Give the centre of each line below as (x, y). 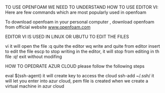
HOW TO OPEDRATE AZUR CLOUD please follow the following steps (75, 66)
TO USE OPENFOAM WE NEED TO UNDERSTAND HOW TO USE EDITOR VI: (82, 7)
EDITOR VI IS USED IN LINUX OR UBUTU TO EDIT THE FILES (67, 37)
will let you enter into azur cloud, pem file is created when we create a (77, 81)
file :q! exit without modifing (33, 57)
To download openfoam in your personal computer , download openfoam (80, 22)
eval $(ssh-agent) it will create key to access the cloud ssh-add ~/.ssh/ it (80, 76)
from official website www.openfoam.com (48, 27)
